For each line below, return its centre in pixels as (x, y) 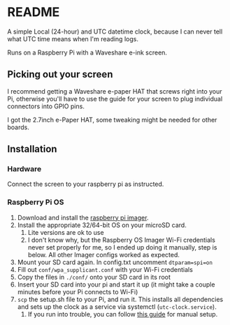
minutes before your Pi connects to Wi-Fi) (78, 291)
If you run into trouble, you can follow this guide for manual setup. (123, 314)
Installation (32, 149)
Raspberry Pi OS (36, 202)
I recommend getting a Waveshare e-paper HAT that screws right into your (115, 91)
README (34, 12)
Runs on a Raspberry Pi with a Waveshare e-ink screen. (87, 52)
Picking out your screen (60, 74)
